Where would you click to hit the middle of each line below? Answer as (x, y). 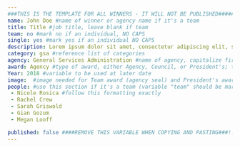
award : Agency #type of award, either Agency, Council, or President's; (118, 67)
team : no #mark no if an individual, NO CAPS (76, 34)
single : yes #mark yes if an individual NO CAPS (81, 40)
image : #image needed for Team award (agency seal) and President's (113, 80)
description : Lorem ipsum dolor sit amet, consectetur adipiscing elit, (118, 47)
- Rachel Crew (31, 100)
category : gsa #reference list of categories (76, 54)
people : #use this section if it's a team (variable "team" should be (115, 87)
